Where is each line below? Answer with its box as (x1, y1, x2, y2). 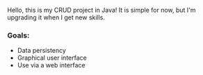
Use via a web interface (17, 61, 86, 69)
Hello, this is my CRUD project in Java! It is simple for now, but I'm (7, 6, 196, 14)
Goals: (7, 31, 30, 40)
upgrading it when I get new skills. (7, 13, 106, 22)
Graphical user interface (17, 53, 87, 62)
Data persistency (17, 47, 66, 55)
